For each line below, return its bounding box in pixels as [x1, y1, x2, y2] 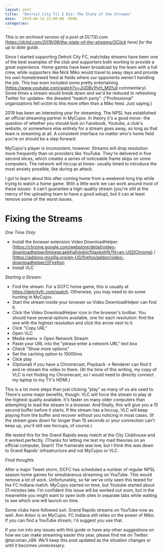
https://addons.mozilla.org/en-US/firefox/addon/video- [14, 255, 125, 260]
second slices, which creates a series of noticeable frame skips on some [5, 156, 151, 161]
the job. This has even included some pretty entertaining [5, 80, 118, 86]
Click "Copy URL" [12, 325, 48, 331]
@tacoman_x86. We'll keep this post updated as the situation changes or [5, 537, 151, 543]
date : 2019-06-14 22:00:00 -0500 [5, 16, 77, 21]
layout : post [5, 7, 32, 12]
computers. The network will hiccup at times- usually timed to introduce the [5, 161, 157, 167]
